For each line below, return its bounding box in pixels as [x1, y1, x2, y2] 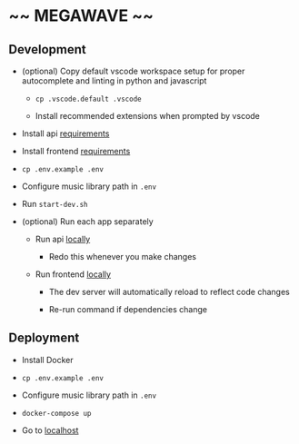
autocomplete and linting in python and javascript [21, 75, 207, 86]
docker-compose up [21, 409, 92, 418]
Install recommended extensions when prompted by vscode [35, 111, 261, 121]
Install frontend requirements [21, 146, 131, 156]
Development [8, 42, 87, 57]
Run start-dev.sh [21, 199, 88, 209]
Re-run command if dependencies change [48, 304, 208, 314]
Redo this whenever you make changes [48, 252, 197, 261]
